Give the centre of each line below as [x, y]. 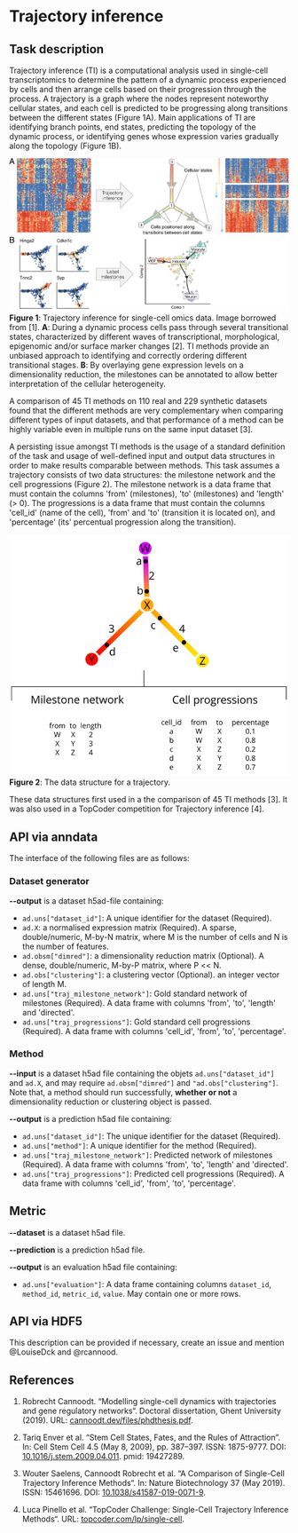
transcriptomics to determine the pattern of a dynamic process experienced [148, 80]
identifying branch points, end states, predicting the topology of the [133, 127]
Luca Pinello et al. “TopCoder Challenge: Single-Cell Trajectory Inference [155, 1510]
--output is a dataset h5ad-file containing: [86, 901]
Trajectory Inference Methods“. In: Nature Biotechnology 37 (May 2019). [153, 1483]
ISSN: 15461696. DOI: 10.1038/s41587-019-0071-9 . [114, 1492]
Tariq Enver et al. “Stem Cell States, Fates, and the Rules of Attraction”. [151, 1438]
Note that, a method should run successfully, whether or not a [123, 1092]
